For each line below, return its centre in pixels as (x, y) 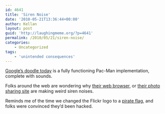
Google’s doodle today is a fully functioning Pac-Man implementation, (77, 71)
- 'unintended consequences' (45, 56)
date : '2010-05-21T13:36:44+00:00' (43, 19)
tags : (11, 52)
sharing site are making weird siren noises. (50, 91)
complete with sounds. (29, 76)
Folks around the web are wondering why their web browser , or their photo (83, 86)
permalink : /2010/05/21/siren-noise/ (45, 38)
